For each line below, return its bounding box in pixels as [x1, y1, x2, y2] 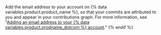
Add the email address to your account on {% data [5, 4, 107, 10]
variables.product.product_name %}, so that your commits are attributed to [5, 9, 157, 15]
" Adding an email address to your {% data [5, 19, 90, 25]
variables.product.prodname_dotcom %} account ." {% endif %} [5, 24, 134, 30]
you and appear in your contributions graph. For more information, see [5, 14, 147, 20]
